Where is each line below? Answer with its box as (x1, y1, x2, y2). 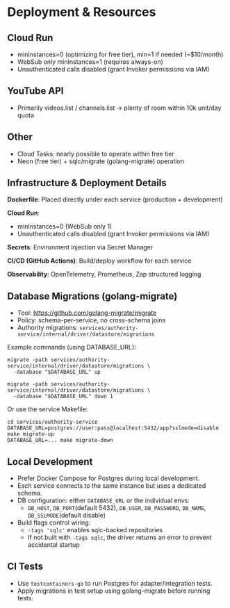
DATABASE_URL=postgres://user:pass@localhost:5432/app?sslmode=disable (7, 425, 219, 432)
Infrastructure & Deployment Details (7, 177, 167, 189)
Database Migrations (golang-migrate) (7, 290, 178, 302)
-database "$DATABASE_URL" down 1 (13, 393, 113, 400)
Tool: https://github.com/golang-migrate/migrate (17, 309, 157, 317)
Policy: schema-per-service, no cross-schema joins (17, 316, 166, 324)
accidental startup (27, 541, 80, 549)
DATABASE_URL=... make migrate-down (7, 437, 113, 444)
